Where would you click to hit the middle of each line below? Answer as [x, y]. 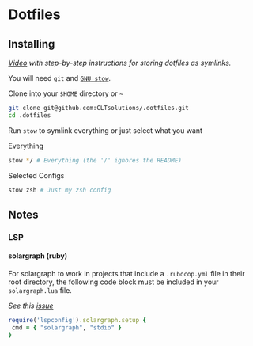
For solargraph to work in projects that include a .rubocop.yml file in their [126, 274]
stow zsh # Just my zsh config [60, 190]
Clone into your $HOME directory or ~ [66, 93]
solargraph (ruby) [38, 256]
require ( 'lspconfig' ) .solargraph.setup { [77, 321]
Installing [32, 44]
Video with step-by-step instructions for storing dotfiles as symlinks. [120, 63]
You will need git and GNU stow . [60, 78]
